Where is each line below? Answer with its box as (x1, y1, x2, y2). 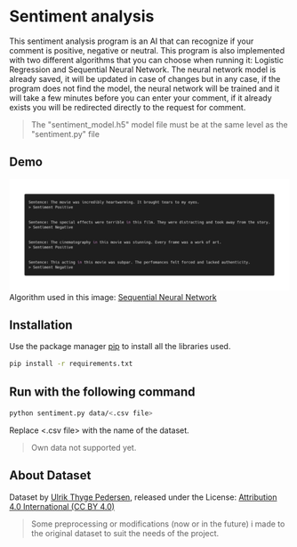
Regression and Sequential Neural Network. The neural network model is (9, 64, 277, 75)
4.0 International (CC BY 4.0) (9, 501, 116, 511)
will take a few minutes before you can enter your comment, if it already (9, 92, 273, 103)
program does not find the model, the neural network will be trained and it (9, 83, 280, 94)
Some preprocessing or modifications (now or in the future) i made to (30, 518, 285, 529)
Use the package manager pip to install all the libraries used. (9, 341, 231, 352)
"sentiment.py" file (30, 128, 100, 139)
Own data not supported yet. (30, 442, 137, 453)
